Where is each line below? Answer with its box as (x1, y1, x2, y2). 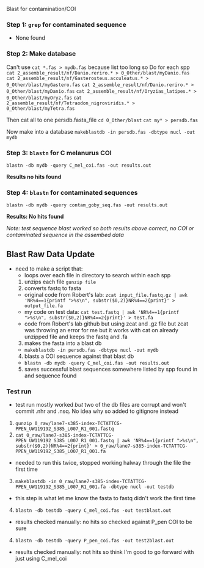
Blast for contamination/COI (6, 5, 76, 12)
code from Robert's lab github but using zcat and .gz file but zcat (24, 320, 189, 327)
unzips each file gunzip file (24, 278, 97, 285)
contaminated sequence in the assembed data (6, 231, 124, 239)
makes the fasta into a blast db (24, 340, 102, 347)
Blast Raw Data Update (6, 249, 95, 259)
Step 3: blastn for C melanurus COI (6, 148, 112, 157)
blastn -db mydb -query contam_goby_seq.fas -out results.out (6, 202, 168, 208)
